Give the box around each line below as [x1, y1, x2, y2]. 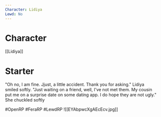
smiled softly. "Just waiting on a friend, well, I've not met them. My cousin [5, 87, 152, 93]
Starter [5, 66, 34, 77]
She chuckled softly [5, 97, 45, 103]
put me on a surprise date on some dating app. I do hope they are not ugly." [5, 92, 157, 98]
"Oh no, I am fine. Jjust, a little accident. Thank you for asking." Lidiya [5, 82, 144, 87]
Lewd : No [5, 12, 23, 17]
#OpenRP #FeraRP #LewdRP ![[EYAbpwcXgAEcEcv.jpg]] [5, 106, 118, 112]
